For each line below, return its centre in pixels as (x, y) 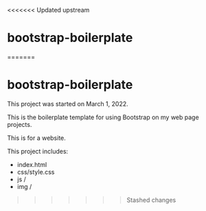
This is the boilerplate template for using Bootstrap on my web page (103, 117)
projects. (20, 124)
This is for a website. (37, 138)
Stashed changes (151, 200)
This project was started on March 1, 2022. (68, 103)
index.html (32, 164)
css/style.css (36, 172)
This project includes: (38, 151)
